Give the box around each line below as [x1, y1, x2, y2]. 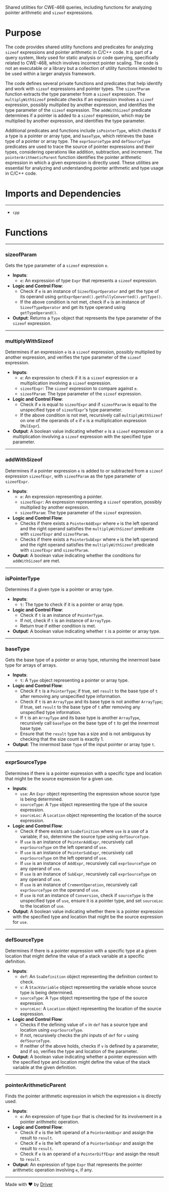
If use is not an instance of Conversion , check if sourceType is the [20, 892, 153, 898]
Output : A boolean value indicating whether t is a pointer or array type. [12, 628, 160, 634]
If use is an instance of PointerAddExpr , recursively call [20, 839, 133, 845]
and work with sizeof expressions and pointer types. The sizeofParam [5, 86, 150, 92]
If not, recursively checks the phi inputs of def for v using [20, 1032, 139, 1038]
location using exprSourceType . [20, 1026, 84, 1033]
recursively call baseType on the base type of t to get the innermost [20, 720, 159, 726]
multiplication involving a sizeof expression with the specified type [12, 434, 152, 440]
